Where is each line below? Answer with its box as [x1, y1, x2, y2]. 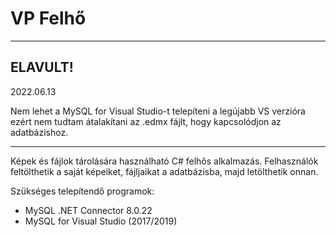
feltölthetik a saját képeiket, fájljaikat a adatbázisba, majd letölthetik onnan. [10, 165, 319, 177]
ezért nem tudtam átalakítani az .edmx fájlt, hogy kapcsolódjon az [10, 115, 282, 127]
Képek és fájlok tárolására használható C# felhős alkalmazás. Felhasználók [10, 155, 319, 167]
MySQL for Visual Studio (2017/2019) [24, 215, 178, 227]
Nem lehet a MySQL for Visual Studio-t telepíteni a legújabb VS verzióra [10, 105, 306, 117]
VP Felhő [10, 7, 87, 30]
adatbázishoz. [10, 126, 69, 138]
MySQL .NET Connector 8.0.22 [24, 204, 153, 216]
